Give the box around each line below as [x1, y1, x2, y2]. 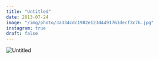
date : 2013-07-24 [6, 14, 49, 20]
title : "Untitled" [6, 8, 51, 15]
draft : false [6, 31, 38, 37]
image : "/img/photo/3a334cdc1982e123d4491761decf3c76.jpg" [6, 19, 154, 25]
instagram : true [6, 25, 46, 31]
